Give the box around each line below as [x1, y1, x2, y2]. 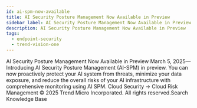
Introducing [6, 64, 34, 71]
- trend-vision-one [11, 42, 60, 48]
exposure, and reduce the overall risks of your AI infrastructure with [6, 76, 171, 83]
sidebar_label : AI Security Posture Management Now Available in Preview [6, 19, 192, 25]
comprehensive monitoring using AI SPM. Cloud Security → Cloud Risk [6, 83, 178, 90]
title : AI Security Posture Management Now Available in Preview [6, 14, 170, 20]
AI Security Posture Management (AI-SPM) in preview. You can [35, 64, 189, 71]
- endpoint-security [11, 36, 62, 42]
